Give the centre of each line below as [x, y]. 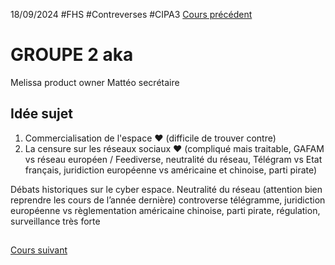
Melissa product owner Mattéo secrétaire [95, 82]
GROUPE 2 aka [72, 55]
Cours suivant [39, 250]
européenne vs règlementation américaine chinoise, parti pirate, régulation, [165, 210]
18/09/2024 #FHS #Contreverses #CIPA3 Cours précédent [131, 14]
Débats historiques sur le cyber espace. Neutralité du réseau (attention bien [166, 189]
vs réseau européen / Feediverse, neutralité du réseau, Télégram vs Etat [173, 159]
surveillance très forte [55, 221]
